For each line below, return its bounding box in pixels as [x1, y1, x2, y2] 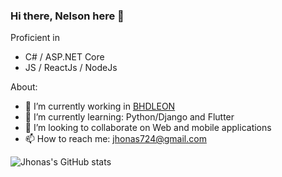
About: [10, 81, 38, 93]
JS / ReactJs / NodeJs [24, 62, 118, 74]
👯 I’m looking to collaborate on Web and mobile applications [24, 122, 272, 134]
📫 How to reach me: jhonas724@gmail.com [24, 133, 207, 145]
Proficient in [10, 32, 60, 44]
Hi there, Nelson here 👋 [10, 9, 125, 23]
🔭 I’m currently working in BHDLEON [24, 100, 176, 113]
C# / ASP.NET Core [24, 51, 105, 63]
